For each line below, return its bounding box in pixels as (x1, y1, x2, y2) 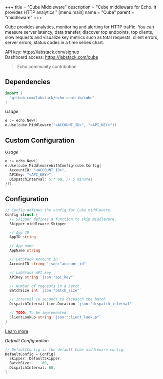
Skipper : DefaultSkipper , (9, 356, 62, 361)
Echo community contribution (17, 63, 77, 69)
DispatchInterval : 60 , (9, 365, 56, 370)
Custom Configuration (5, 136, 75, 145)
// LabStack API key (9, 270, 51, 275)
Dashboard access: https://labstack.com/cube (5, 54, 99, 60)
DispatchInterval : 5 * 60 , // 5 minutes (9, 177, 93, 182)
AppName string (9, 248, 41, 253)
